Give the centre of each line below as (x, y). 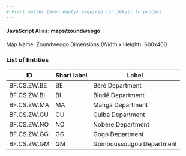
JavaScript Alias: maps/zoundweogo (53, 31)
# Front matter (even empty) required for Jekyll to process (84, 12)
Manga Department (120, 105)
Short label (71, 76)
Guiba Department (119, 115)
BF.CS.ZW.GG (29, 134)
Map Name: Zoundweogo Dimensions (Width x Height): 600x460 (87, 44)
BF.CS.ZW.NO (29, 125)
